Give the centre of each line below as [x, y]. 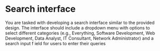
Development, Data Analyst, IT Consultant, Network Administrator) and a [80, 38]
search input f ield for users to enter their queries [55, 43]
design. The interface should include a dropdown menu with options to [78, 27]
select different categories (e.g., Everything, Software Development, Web [80, 33]
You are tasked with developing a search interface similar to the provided [80, 23]
